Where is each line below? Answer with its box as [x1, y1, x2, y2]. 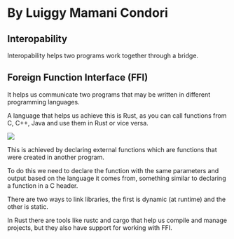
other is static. [7, 202, 49, 211]
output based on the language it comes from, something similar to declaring [7, 174, 226, 182]
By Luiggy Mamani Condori [7, 5, 168, 21]
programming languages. [7, 97, 80, 106]
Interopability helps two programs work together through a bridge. [7, 51, 198, 60]
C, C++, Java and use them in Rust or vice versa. [7, 118, 149, 127]
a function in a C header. [7, 181, 78, 190]
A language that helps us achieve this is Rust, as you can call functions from [7, 111, 227, 120]
